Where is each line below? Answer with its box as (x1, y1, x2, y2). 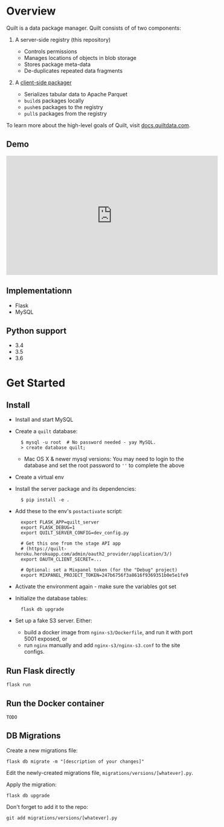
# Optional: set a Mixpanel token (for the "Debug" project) (21, 567, 178, 573)
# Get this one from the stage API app (21, 540, 121, 546)
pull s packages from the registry (24, 110, 107, 117)
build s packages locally (24, 97, 85, 104)
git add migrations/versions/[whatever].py (6, 815, 118, 821)
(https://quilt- (26, 546, 67, 552)
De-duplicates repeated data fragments (24, 67, 123, 74)
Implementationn (6, 286, 72, 296)
